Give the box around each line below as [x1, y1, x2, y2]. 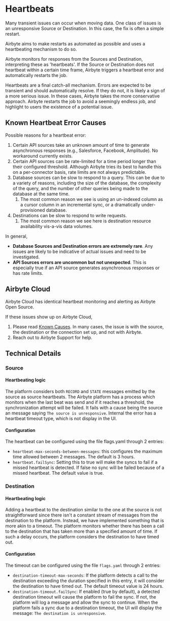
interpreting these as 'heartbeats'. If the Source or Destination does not [5, 61, 154, 67]
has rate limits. [12, 270, 44, 276]
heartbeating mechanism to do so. [5, 46, 77, 52]
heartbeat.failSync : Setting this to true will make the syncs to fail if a [12, 459, 158, 465]
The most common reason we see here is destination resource [20, 218, 151, 224]
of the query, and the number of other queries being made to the [12, 185, 148, 191]
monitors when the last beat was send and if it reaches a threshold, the [5, 399, 154, 405]
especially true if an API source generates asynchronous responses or [12, 265, 160, 271]
